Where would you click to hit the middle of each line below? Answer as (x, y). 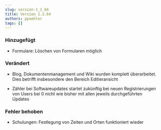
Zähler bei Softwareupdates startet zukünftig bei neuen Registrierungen (84, 89)
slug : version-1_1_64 (27, 9)
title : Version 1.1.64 (28, 14)
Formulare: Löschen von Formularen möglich (57, 51)
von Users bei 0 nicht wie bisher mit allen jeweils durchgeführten (77, 93)
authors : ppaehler (24, 19)
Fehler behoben (24, 111)
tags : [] (14, 23)
